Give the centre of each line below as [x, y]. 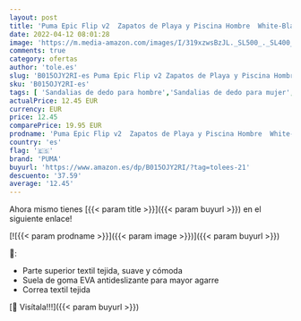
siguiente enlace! [41, 219]
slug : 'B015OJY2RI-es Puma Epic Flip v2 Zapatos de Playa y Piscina [140, 76]
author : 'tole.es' [43, 68]
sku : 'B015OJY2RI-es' [50, 84]
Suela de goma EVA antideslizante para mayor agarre [120, 280]
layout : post [34, 17]
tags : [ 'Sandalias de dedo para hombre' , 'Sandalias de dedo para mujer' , [152, 92]
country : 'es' [36, 142]
